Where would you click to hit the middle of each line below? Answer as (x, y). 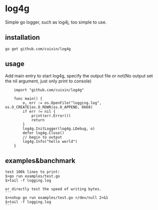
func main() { (28, 99)
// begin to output (43, 137)
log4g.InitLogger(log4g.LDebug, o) (59, 129)
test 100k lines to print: (33, 172)
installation (23, 38)
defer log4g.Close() (44, 133)
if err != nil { (39, 111)
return (38, 120)
